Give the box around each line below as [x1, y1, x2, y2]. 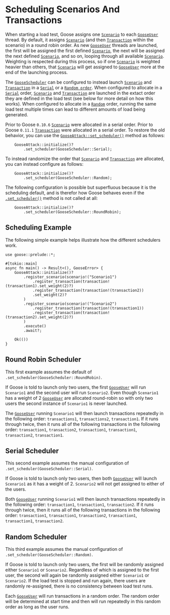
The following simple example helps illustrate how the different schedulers [5, 237, 161, 243]
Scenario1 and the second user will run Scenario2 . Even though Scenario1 [5, 389, 159, 396]
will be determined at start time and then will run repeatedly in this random [5, 598, 161, 605]
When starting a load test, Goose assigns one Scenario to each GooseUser [5, 31, 158, 37]
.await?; [23, 328, 42, 333]
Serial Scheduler [5, 446, 59, 455]
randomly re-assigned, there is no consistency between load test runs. [5, 583, 153, 590]
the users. [5, 486, 26, 493]
